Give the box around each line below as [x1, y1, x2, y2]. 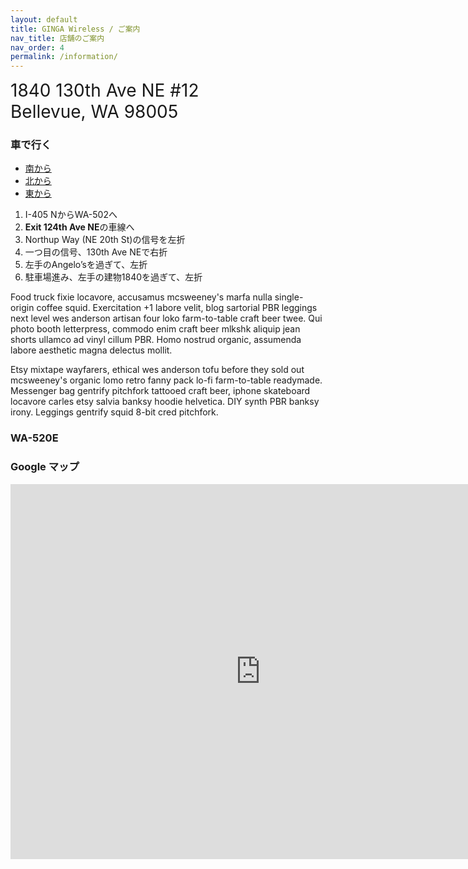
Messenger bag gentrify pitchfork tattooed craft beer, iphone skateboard [10, 385, 311, 397]
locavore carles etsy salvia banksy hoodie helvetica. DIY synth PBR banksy [10, 396, 320, 408]
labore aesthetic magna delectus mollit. [10, 344, 173, 356]
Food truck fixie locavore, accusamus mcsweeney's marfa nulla [10, 291, 273, 303]
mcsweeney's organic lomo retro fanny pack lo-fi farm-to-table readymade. [10, 374, 323, 386]
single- [274, 291, 304, 303]
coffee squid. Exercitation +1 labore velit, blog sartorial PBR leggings [36, 302, 318, 314]
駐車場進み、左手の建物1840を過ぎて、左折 [24, 271, 203, 283]
